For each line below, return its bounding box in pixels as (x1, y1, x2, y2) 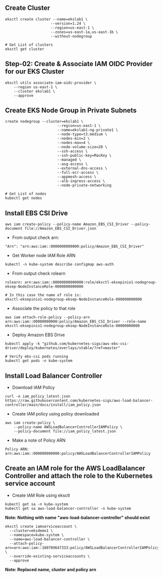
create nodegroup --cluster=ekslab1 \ (5, 119, 83, 124)
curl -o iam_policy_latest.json (5, 394, 70, 399)
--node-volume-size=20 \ (57, 144, 108, 150)
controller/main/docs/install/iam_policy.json (5, 402, 101, 408)
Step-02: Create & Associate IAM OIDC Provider (5, 60, 153, 68)
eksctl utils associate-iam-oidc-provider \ (5, 80, 97, 85)
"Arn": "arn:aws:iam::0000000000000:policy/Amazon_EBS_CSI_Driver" (5, 244, 145, 249)
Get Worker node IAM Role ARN (12, 252, 76, 258)
